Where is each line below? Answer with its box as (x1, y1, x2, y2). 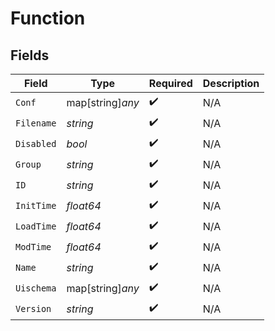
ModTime (15, 241, 52, 252)
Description (202, 77, 260, 90)
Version (15, 303, 52, 314)
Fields (10, 47, 50, 64)
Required (148, 77, 193, 90)
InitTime (15, 200, 57, 211)
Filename (15, 117, 57, 129)
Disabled (15, 138, 57, 149)
